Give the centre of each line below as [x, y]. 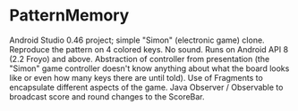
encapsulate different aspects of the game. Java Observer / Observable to [146, 87]
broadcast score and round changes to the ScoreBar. [107, 96]
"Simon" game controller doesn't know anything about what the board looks [149, 68]
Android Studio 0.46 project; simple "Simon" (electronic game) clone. [137, 40]
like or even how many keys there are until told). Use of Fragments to [136, 77]
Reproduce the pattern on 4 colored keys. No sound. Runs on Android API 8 [149, 49]
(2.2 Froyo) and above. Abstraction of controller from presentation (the [140, 59]
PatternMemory [69, 16]
